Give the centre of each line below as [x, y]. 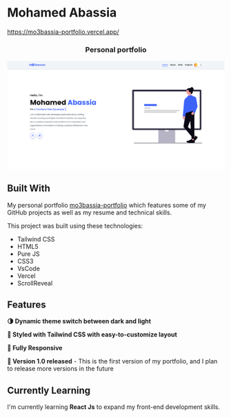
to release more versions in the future [60, 369]
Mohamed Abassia [62, 13]
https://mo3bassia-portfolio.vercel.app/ [63, 32]
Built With [29, 189]
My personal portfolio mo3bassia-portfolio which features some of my [107, 205]
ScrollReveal [35, 283]
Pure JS [28, 254]
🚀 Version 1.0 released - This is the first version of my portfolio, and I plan [112, 361]
